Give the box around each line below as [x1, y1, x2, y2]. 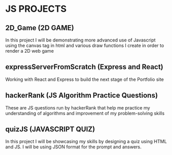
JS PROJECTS [5, 3, 67, 15]
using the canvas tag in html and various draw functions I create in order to [5, 42, 164, 49]
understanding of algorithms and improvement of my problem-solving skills [5, 110, 165, 116]
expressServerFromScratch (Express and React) [5, 62, 163, 72]
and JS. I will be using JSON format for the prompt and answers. [5, 144, 142, 150]
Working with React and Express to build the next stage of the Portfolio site [5, 76, 164, 82]
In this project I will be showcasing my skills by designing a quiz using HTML [5, 139, 167, 145]
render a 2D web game [5, 48, 54, 54]
